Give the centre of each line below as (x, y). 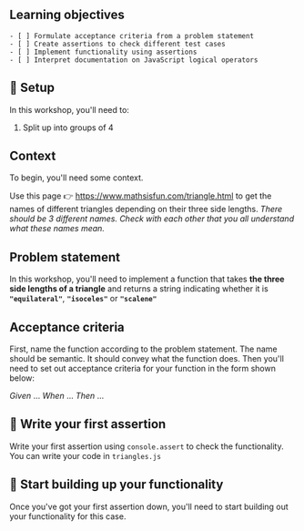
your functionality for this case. (68, 516)
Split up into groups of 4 (68, 128)
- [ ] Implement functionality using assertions (103, 52)
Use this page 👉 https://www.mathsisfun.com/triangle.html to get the (141, 196)
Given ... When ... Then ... (57, 396)
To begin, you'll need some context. (76, 178)
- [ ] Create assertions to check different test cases (117, 44)
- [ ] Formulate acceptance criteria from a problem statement (132, 36)
